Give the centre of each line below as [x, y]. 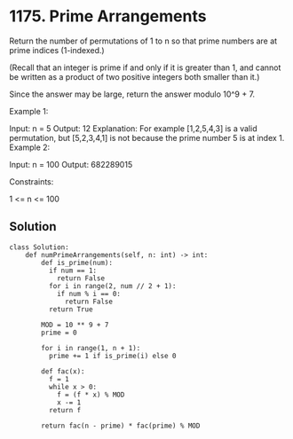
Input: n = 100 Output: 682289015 [71, 164]
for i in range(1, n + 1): [91, 348]
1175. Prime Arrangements [108, 16]
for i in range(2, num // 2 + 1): [112, 286]
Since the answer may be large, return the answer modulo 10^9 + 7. [132, 94]
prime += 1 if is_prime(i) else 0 [112, 356]
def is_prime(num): [77, 263]
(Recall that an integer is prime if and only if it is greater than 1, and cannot [145, 67]
